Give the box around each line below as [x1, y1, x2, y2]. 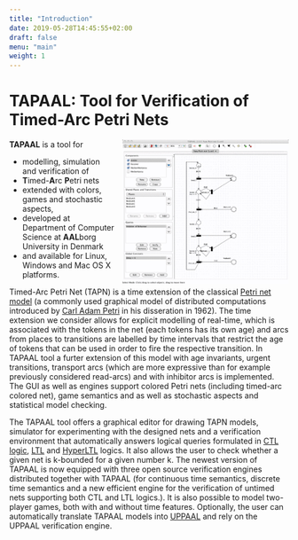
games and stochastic [21, 194, 104, 205]
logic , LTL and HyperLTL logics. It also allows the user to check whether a [9, 445, 278, 456]
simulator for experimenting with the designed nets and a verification [9, 427, 262, 437]
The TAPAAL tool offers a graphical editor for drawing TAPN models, [9, 417, 259, 427]
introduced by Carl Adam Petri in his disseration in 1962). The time [9, 306, 252, 317]
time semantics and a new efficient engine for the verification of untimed [9, 483, 275, 494]
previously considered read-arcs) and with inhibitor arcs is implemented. [9, 372, 275, 382]
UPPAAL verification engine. [9, 520, 113, 531]
